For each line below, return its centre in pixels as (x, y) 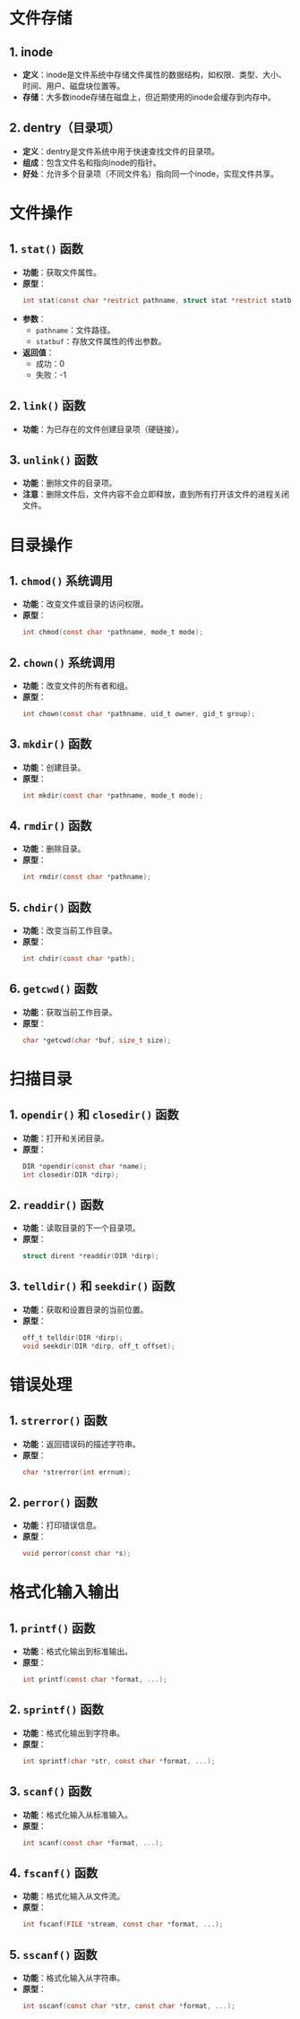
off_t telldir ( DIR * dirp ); (73, 1337)
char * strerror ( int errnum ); (77, 1472)
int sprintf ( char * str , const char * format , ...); (119, 1761)
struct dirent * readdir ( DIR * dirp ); (90, 1256)
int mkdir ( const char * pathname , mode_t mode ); (113, 795)
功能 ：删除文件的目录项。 (69, 483)
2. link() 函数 (48, 406)
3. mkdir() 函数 (51, 744)
